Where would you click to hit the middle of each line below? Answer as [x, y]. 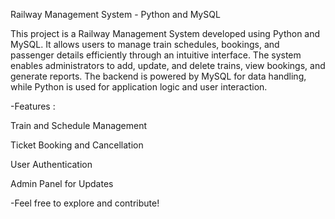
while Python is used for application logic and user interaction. [139, 87]
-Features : [33, 106]
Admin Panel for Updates [62, 183]
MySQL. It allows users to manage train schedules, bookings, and [145, 44]
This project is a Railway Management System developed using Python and [165, 33]
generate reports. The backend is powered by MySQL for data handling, [158, 76]
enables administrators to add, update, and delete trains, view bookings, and [168, 65]
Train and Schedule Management [79, 125]
